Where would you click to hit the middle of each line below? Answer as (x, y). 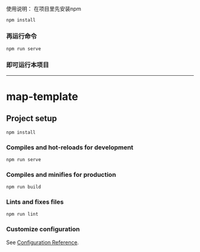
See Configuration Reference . (43, 242)
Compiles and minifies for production (61, 174)
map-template (42, 96)
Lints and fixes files (35, 202)
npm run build (24, 187)
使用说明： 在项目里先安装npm (44, 9)
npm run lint (22, 214)
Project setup (32, 119)
